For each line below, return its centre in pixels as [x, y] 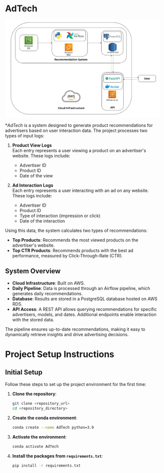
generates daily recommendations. [47, 293]
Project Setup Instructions [60, 354]
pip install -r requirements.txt [46, 466]
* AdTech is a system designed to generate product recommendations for [79, 125]
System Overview [33, 271]
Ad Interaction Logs [33, 185]
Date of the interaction [42, 221]
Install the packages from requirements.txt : [57, 456]
